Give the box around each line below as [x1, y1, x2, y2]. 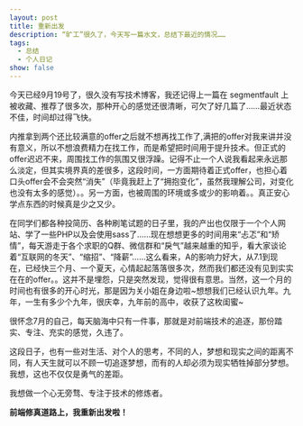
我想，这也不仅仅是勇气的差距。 [9, 368, 128, 379]
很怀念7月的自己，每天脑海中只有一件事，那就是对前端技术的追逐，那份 [9, 315, 275, 326]
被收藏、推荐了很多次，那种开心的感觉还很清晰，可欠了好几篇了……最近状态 [9, 100, 292, 111]
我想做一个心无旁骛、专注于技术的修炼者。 [9, 387, 168, 398]
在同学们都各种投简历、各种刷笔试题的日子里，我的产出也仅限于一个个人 [9, 217, 278, 228]
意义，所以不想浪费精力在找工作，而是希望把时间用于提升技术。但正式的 [16, 141, 286, 153]
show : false [9, 64, 54, 73]
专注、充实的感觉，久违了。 [24, 326, 128, 338]
